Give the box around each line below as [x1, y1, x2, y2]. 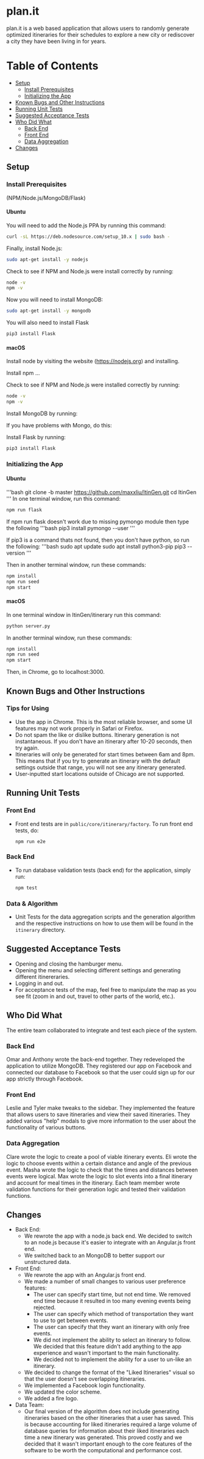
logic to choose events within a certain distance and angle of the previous [6, 1159, 192, 1167]
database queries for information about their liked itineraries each [24, 1427, 189, 1435]
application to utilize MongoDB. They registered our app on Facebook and [6, 1062, 192, 1069]
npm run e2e [15, 838, 46, 844]
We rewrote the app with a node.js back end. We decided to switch [24, 1232, 193, 1239]
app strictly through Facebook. [6, 1075, 83, 1082]
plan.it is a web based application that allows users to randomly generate [6, 24, 190, 32]
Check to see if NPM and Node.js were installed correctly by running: [6, 381, 180, 389]
